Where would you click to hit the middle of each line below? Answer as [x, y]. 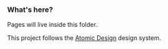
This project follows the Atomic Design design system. [84, 38]
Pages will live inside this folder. [52, 25]
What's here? [30, 10]
